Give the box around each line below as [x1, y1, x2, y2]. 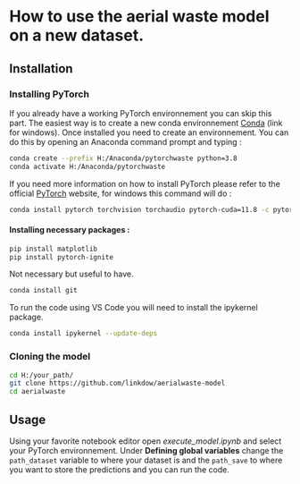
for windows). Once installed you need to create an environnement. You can [9, 127, 289, 138]
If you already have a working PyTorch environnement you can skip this [9, 107, 272, 118]
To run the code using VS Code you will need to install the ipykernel [9, 302, 259, 313]
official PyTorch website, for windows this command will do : [9, 188, 232, 199]
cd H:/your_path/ [9, 370, 74, 379]
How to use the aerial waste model [9, 6, 270, 27]
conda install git [9, 286, 78, 295]
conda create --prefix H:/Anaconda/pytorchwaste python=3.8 [9, 154, 238, 163]
